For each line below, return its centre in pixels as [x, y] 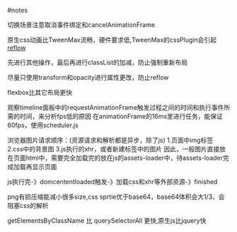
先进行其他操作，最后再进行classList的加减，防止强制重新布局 [98, 62]
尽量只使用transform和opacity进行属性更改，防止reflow [88, 77]
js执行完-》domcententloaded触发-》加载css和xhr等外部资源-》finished [112, 182]
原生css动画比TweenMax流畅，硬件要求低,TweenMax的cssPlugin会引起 [112, 40]
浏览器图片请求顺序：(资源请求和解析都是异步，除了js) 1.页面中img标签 [110, 140]
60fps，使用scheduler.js [43, 125]
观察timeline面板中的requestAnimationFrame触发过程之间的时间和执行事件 [116, 108]
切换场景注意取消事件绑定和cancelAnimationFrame [81, 25]
